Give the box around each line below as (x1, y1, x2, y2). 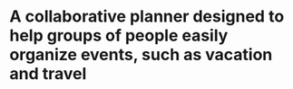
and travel (9, 64, 87, 85)
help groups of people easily (9, 25, 229, 46)
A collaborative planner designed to (9, 6, 285, 27)
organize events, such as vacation (9, 45, 273, 65)
